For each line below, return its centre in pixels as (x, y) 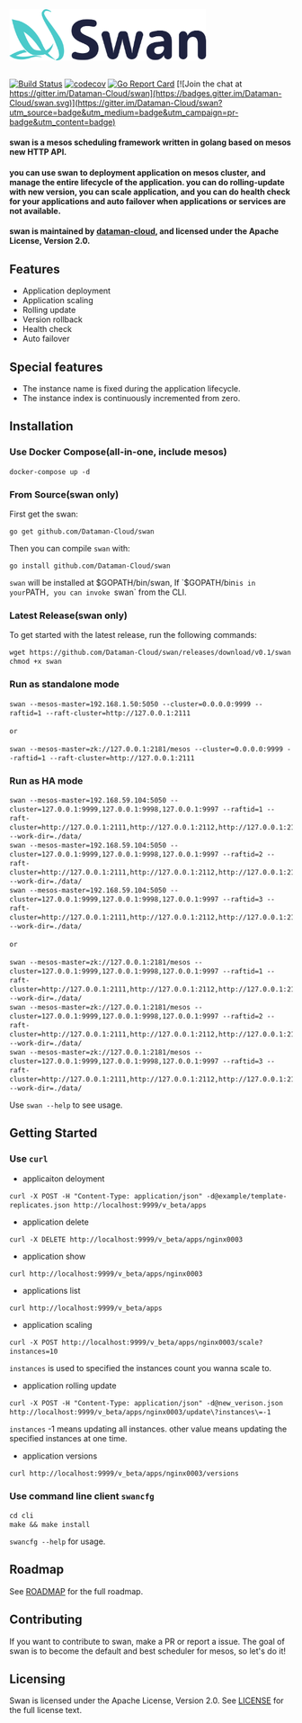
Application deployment (66, 291)
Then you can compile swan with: (70, 549)
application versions (60, 1456)
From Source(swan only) (64, 494)
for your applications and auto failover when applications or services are (147, 201)
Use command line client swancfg (82, 1495)
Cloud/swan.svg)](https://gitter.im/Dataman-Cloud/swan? (116, 103)
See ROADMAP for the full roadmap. (76, 1591)
